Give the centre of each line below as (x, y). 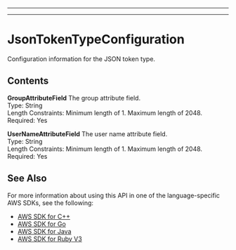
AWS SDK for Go (42, 224)
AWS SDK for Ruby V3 (50, 239)
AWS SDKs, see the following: (50, 203)
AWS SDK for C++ (44, 216)
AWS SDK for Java (44, 231)
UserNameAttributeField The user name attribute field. (87, 133)
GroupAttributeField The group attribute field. (74, 98)
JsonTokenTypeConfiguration (96, 40)
